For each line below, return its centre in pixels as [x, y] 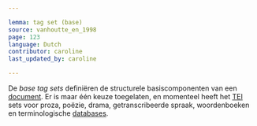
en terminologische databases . [58, 113]
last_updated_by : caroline [52, 59]
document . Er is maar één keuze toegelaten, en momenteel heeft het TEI [125, 96]
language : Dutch [35, 44]
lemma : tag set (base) [45, 22]
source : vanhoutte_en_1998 [52, 30]
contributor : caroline [45, 52]
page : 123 [24, 37]
